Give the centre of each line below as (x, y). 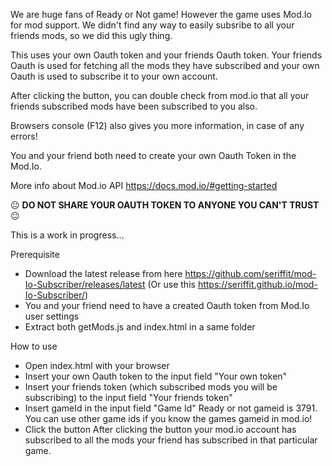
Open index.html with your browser (97, 365)
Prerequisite (35, 254)
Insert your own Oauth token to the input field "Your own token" (156, 376)
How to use (34, 346)
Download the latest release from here (103, 273)
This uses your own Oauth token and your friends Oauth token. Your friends (166, 55)
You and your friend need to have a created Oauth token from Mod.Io (167, 305)
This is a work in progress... (67, 235)
